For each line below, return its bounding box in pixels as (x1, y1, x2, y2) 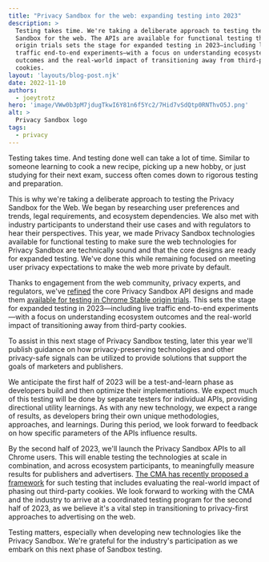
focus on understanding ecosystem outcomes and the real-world (37, 312, 252, 321)
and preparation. (8, 178, 63, 188)
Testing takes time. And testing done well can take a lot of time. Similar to (8, 153, 251, 163)
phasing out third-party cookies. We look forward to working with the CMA (8, 486, 255, 495)
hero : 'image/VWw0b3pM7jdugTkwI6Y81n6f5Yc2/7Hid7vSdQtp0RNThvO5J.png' (8, 101, 249, 109)
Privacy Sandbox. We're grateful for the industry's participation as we (8, 536, 239, 545)
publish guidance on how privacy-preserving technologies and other (8, 344, 235, 354)
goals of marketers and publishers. (8, 362, 123, 371)
